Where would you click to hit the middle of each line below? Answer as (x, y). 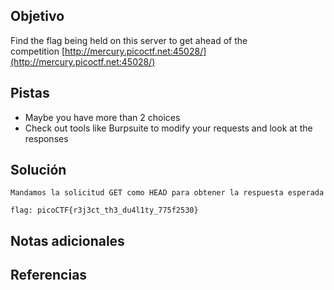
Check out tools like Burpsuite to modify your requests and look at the (168, 128)
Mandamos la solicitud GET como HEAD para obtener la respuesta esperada (167, 193)
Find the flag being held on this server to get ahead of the (129, 40)
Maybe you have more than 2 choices (102, 117)
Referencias (49, 275)
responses (46, 138)
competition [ (38, 51)
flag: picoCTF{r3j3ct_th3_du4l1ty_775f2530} (104, 210)
